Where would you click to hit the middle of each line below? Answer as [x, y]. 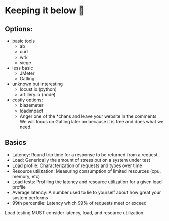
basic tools [24, 41]
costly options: [28, 100]
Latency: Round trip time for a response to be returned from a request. [85, 155]
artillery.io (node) [37, 95]
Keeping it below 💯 [45, 10]
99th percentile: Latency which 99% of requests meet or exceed [79, 203]
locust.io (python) [38, 89]
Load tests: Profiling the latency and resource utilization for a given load [87, 182]
